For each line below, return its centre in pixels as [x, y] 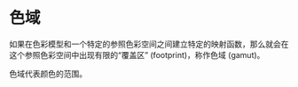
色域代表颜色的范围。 [48, 73]
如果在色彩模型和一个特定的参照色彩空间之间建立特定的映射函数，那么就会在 [149, 44]
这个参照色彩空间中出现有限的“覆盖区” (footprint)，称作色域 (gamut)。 [137, 54]
